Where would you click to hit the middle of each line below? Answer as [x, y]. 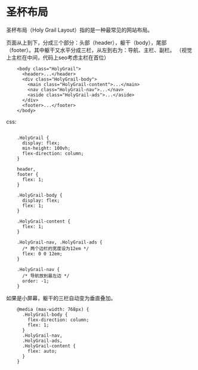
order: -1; [35, 281]
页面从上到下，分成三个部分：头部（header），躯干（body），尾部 [86, 42]
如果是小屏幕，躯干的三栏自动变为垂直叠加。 [61, 298]
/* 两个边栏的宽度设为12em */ [55, 248]
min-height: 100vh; [46, 148]
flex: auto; [43, 351]
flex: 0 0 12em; [42, 254]
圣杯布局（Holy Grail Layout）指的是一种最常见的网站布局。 [80, 30]
